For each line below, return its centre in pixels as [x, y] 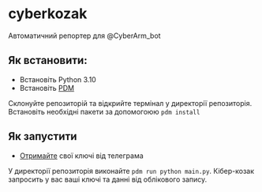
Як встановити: [48, 60]
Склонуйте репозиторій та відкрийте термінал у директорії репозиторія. [130, 103]
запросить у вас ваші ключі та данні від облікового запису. [108, 179]
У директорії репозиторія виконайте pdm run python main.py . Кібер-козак [131, 171]
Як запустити [43, 136]
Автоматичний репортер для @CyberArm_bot [84, 36]
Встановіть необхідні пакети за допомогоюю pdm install [104, 111]
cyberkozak [48, 14]
